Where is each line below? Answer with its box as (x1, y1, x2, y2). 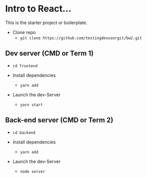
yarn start (20, 102, 43, 107)
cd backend (12, 130, 36, 135)
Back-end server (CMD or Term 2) (5, 116, 113, 124)
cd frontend (12, 63, 38, 68)
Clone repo (12, 29, 36, 35)
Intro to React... (5, 3, 71, 15)
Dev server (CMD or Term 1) (5, 49, 94, 58)
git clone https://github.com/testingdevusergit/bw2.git (20, 36, 142, 41)
